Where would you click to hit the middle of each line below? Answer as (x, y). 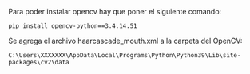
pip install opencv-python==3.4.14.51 (73, 26)
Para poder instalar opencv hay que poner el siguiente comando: (115, 12)
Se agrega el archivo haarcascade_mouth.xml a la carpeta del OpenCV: (125, 41)
